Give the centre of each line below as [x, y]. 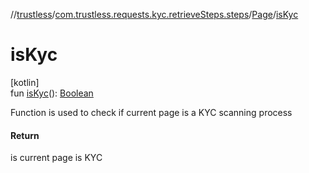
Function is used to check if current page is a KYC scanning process [151, 112]
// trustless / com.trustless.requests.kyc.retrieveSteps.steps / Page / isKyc [154, 14]
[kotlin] [25, 82]
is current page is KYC [56, 158]
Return [25, 135]
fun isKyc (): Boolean [52, 93]
